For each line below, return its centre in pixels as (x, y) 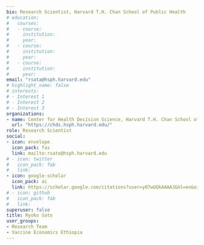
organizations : (25, 114)
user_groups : (23, 221)
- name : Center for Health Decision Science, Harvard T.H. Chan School (99, 119)
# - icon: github (28, 193)
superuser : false (28, 210)
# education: (23, 18)
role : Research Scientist (39, 131)
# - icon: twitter (29, 159)
